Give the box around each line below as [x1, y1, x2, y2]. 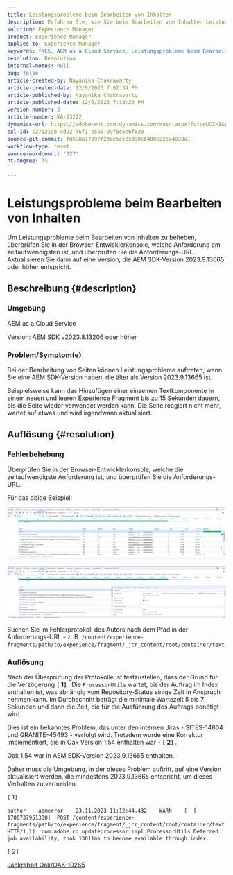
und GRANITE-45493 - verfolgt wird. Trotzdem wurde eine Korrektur [7, 731, 203, 739]
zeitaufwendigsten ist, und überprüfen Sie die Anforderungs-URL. [7, 248, 196, 256]
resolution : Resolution [7, 55, 76, 62]
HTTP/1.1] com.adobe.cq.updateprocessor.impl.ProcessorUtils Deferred [7, 829, 218, 835]
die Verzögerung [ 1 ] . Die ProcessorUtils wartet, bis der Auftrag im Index [7, 680, 218, 689]
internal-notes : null [7, 62, 70, 69]
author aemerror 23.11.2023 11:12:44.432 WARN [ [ [7, 808, 197, 815]
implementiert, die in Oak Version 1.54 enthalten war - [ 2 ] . [7, 738, 178, 747]
